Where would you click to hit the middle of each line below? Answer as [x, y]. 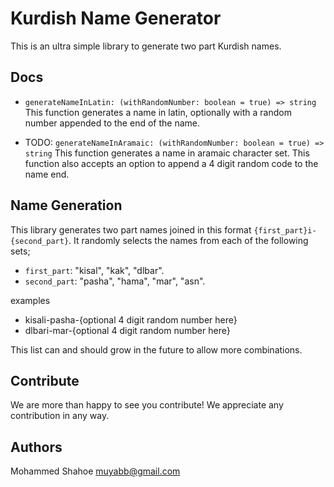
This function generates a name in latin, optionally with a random [158, 112]
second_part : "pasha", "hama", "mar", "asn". [115, 281]
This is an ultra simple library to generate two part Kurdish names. [146, 46]
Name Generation [66, 205]
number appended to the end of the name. [112, 123]
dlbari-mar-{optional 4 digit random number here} [127, 330]
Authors [36, 447]
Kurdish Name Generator [116, 18]
